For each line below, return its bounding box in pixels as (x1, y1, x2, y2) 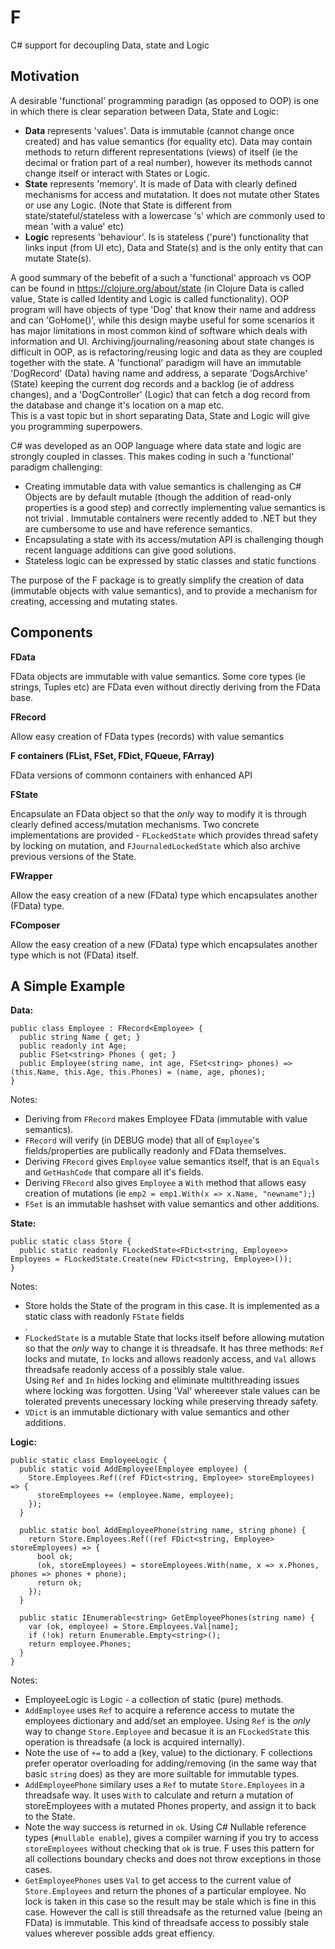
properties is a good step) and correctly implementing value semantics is (24, 501, 326, 513)
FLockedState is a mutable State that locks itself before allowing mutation (24, 1332, 325, 1344)
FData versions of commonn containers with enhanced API (10, 769, 253, 781)
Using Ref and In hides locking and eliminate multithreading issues (24, 1374, 300, 1386)
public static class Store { (10, 1237, 132, 1247)
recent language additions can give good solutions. (24, 544, 237, 556)
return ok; (36, 1578, 83, 1588)
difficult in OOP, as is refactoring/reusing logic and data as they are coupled (10, 346, 323, 358)
